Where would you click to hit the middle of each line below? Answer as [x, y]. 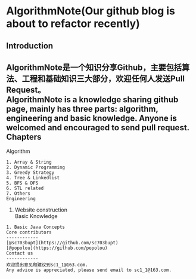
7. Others [18, 194]
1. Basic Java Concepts [36, 227]
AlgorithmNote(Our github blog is [91, 11]
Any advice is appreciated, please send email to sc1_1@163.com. [89, 270]
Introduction [30, 46]
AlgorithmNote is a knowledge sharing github [92, 99]
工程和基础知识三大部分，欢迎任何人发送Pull [103, 79]
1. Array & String [29, 163]
